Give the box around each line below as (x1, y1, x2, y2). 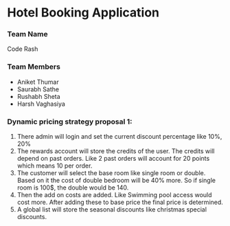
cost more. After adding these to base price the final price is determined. (16, 198, 223, 207)
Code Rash (7, 45, 38, 53)
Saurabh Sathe (16, 84, 60, 93)
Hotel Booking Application (7, 5, 160, 21)
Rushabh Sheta (16, 92, 60, 100)
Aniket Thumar (16, 78, 60, 86)
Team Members (7, 62, 60, 71)
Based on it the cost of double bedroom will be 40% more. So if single (16, 177, 216, 185)
